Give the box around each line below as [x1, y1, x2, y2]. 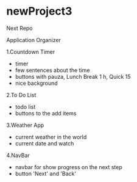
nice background [15, 79, 58, 87]
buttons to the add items [15, 109, 77, 117]
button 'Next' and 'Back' [15, 170, 77, 177]
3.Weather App [6, 121, 44, 129]
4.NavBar [6, 151, 30, 159]
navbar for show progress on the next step [15, 163, 123, 170]
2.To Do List [6, 91, 37, 98]
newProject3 [6, 4, 72, 18]
